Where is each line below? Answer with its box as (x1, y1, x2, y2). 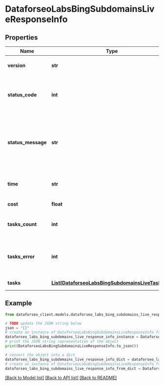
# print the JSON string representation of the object (5, 339, 119, 344)
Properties (5, 33, 38, 42)
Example (5, 299, 32, 307)
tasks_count (7, 221, 37, 228)
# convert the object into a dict (5, 352, 76, 357)
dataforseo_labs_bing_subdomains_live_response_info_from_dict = (5, 366, 141, 371)
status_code (7, 91, 37, 98)
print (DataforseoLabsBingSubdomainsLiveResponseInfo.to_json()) (5, 343, 139, 349)
